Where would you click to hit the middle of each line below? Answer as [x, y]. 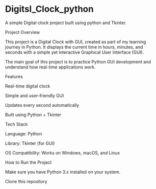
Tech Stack [16, 124]
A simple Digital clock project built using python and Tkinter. [66, 23]
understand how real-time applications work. [50, 67]
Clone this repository [26, 181]
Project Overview [23, 32]
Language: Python [24, 133]
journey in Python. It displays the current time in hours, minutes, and [74, 47]
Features [14, 76]
